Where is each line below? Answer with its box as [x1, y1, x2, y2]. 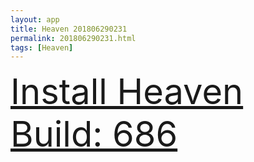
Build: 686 [10, 112, 178, 156]
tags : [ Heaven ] [10, 42, 74, 53]
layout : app [10, 14, 60, 25]
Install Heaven [10, 70, 244, 114]
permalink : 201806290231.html [10, 33, 137, 43]
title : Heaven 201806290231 [10, 24, 128, 34]
